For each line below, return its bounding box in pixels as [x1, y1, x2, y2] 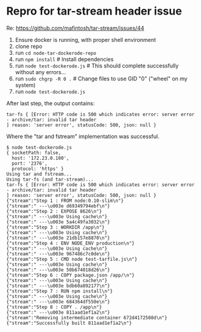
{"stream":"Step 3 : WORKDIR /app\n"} [6, 224, 105, 230]
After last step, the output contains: [6, 99, 95, 107]
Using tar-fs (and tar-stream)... [6, 176, 94, 182]
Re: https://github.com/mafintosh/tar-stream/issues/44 [6, 24, 144, 32]
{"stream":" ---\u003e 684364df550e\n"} [6, 299, 111, 305]
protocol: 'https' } [12, 165, 64, 171]
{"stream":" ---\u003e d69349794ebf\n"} [6, 202, 111, 209]
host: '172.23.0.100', [12, 155, 69, 161]
